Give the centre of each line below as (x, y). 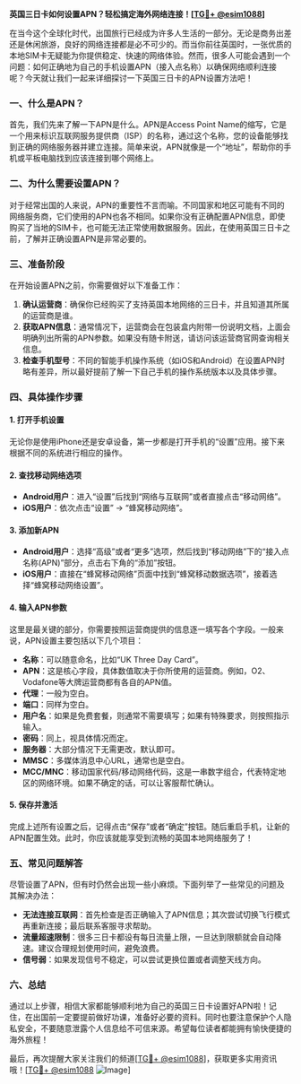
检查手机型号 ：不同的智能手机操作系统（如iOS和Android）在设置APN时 (153, 360)
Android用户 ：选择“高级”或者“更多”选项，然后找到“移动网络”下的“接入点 (155, 551)
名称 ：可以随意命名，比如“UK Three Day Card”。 (112, 659)
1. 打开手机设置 (37, 420)
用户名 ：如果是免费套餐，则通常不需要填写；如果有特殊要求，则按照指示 (155, 715)
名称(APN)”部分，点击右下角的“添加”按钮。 (101, 563)
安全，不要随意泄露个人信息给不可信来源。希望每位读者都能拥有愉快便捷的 (154, 1028)
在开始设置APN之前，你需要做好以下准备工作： (96, 285)
